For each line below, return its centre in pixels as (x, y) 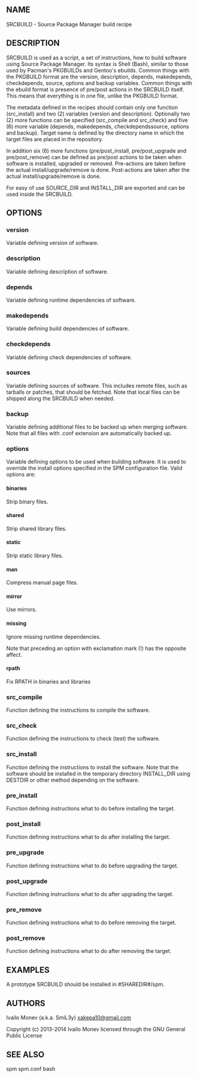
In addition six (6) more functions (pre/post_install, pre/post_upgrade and (96, 151)
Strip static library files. (35, 555)
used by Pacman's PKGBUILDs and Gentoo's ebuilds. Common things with (98, 70)
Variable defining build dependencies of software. (68, 329)
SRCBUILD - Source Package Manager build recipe (69, 24)
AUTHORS (26, 1003)
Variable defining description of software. (57, 271)
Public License (24, 1036)
